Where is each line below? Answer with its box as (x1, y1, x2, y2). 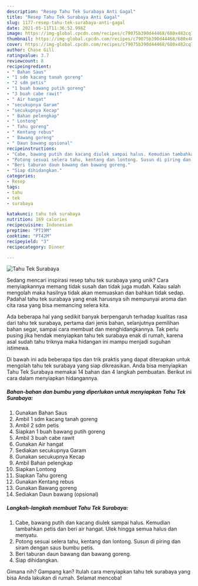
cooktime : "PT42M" (6, 233, 52, 239)
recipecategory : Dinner (6, 244, 65, 250)
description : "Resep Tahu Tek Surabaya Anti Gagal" (6, 8, 136, 15)
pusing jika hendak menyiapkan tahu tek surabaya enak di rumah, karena (6, 332, 184, 339)
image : (6, 31, 23, 37)
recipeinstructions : (6, 146, 58, 152)
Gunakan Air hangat (15, 440, 64, 448)
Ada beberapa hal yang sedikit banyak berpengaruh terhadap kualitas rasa (6, 313, 187, 320)
